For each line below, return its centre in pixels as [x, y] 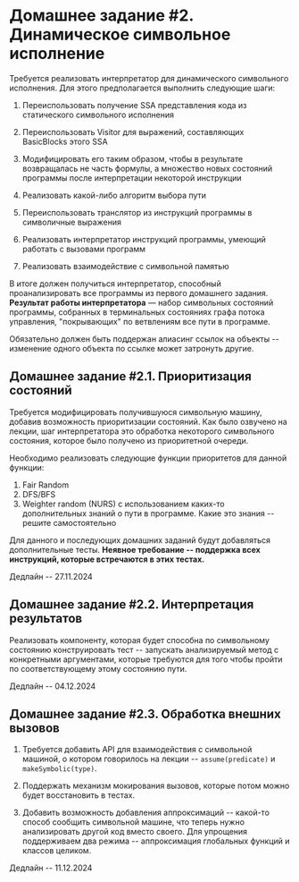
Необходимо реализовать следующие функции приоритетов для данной [148, 458]
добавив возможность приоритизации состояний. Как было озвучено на [148, 421]
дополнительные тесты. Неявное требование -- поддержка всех [135, 549]
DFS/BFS [39, 494]
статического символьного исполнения [98, 114]
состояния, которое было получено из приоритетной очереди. [129, 440]
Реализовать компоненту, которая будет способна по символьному [140, 640]
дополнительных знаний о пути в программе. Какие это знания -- [148, 513]
